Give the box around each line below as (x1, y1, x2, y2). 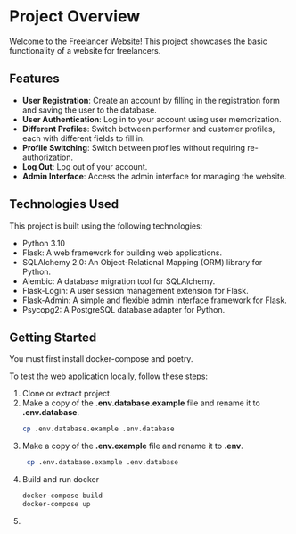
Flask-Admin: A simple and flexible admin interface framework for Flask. (21, 295, 287, 305)
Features (9, 71, 60, 87)
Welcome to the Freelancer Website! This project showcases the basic (9, 36, 267, 46)
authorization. (21, 152, 74, 163)
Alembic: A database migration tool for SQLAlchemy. (21, 275, 216, 287)
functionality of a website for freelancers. (9, 45, 161, 55)
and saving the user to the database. (21, 104, 158, 115)
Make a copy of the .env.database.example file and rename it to (21, 397, 260, 408)
